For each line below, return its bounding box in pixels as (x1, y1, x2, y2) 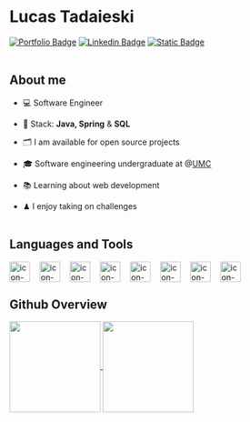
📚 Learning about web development (22, 179, 160, 190)
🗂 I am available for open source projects (22, 136, 180, 147)
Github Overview (9, 296, 107, 312)
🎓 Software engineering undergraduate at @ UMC (22, 157, 212, 169)
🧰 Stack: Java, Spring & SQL (22, 118, 131, 129)
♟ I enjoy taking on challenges (22, 200, 138, 211)
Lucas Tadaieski (9, 6, 135, 27)
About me (9, 73, 66, 88)
